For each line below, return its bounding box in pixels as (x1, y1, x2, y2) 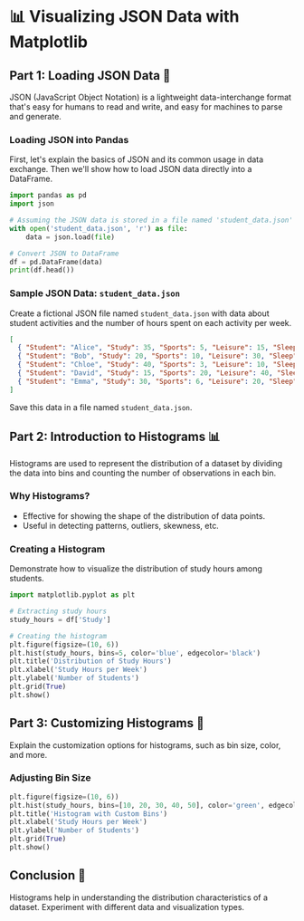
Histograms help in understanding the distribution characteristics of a (9, 892, 269, 903)
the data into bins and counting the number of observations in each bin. (9, 467, 277, 478)
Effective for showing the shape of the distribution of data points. (22, 510, 265, 521)
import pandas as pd (9, 191, 88, 200)
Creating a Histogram (9, 542, 106, 555)
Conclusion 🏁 (9, 868, 86, 883)
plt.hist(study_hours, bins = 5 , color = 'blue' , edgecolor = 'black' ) (9, 648, 261, 657)
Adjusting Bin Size (9, 772, 91, 784)
